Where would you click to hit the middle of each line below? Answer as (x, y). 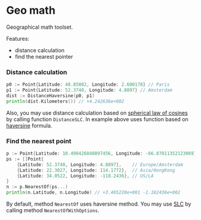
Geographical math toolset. (39, 27)
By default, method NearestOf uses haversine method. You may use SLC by (99, 204)
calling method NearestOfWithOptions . (53, 210)
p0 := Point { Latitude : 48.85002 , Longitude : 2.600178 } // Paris (88, 85)
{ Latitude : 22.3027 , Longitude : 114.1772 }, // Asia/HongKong (96, 170)
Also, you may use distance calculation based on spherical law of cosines (97, 113)
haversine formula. (29, 125)
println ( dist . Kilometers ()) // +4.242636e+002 (65, 101)
